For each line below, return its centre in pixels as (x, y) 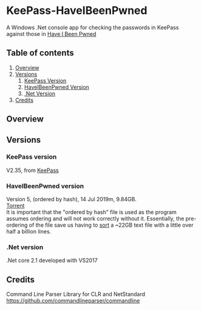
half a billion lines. (29, 232)
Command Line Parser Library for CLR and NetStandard (76, 294)
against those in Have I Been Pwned (51, 33)
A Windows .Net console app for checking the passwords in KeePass (93, 27)
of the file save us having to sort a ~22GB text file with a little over (111, 225)
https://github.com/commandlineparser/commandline (73, 301)
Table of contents (40, 53)
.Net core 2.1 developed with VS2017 (52, 260)
